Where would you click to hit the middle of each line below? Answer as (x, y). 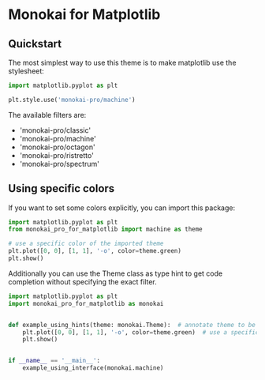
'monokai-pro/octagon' (58, 147)
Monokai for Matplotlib (84, 15)
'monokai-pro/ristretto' (57, 155)
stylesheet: (26, 71)
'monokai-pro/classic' (55, 130)
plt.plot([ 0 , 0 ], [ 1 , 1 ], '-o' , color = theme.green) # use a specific (141, 332)
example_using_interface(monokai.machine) (93, 368)
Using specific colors (62, 188)
